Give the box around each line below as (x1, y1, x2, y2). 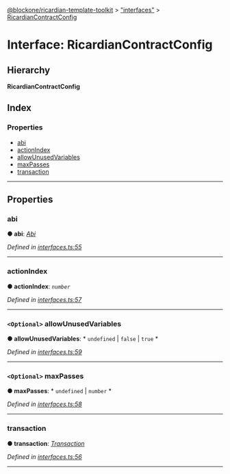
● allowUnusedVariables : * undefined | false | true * (7, 334, 159, 342)
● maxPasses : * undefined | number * (7, 387, 112, 395)
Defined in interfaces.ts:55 (7, 243, 82, 251)
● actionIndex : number (7, 282, 71, 290)
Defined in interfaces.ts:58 (7, 400, 82, 408)
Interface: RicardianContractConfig (7, 37, 214, 53)
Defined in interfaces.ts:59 (7, 347, 82, 355)
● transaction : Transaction (7, 439, 85, 447)
